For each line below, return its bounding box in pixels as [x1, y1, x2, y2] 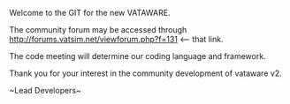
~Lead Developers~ [9, 85, 82, 95]
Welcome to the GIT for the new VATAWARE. [9, 8, 171, 18]
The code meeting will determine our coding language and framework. [9, 51, 267, 61]
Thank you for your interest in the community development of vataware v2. [9, 68, 282, 78]
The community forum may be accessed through [9, 25, 187, 34]
